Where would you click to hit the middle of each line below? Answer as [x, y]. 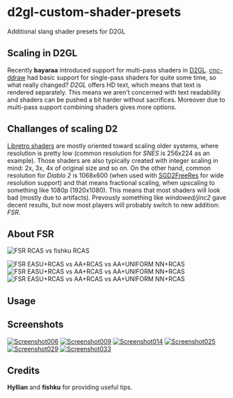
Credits [24, 371]
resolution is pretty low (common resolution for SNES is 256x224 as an [109, 153]
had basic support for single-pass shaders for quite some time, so [122, 77]
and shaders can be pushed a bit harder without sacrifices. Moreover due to [116, 99]
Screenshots [35, 325]
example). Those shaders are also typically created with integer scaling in [113, 160]
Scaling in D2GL [42, 53]
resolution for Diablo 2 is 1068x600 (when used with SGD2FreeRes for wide [115, 175]
